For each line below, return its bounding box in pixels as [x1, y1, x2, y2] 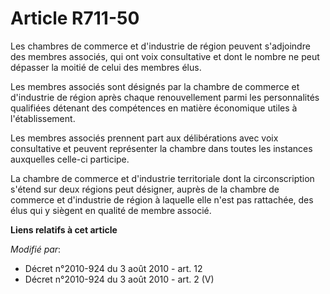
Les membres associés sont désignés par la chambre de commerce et [10, 80, 300, 92]
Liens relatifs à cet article [10, 223, 118, 236]
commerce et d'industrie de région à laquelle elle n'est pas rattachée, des [10, 193, 314, 206]
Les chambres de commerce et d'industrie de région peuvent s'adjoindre [10, 40, 311, 52]
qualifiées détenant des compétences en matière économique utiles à [10, 102, 298, 114]
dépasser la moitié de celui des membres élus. [10, 61, 202, 73]
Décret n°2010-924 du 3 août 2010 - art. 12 [24, 262, 203, 274]
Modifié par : [10, 243, 62, 255]
